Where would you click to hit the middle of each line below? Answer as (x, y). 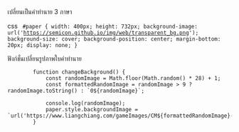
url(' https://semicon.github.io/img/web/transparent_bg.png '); (103, 33)
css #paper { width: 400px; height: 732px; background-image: (102, 26)
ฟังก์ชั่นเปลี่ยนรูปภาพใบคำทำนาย (44, 59)
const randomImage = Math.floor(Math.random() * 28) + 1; (133, 78)
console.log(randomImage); (85, 103)
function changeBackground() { (79, 72)
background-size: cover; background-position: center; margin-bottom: (114, 39)
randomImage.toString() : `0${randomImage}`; (76, 91)
